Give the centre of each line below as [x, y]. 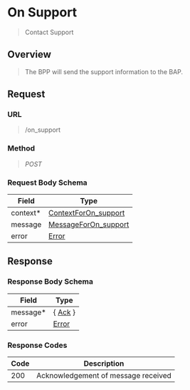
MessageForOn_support [89, 225]
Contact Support [49, 32]
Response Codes [37, 345]
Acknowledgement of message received [104, 376]
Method [21, 148]
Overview [30, 55]
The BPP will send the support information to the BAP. [104, 71]
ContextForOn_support [87, 213]
